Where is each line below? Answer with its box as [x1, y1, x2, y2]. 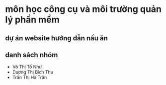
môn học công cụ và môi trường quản [5, 3, 162, 15]
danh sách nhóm [5, 51, 58, 59]
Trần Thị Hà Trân [12, 75, 47, 81]
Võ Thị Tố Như [12, 64, 42, 70]
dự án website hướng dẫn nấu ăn [5, 34, 108, 42]
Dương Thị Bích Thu [12, 69, 54, 75]
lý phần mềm [5, 14, 60, 25]
